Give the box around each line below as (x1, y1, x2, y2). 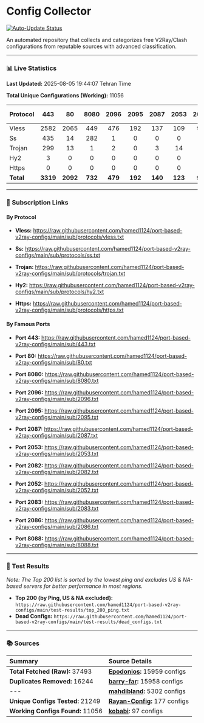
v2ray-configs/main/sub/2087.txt (15, 431, 98, 439)
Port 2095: (15, 407, 44, 414)
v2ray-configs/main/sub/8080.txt (15, 377, 99, 384)
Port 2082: (15, 461, 44, 469)
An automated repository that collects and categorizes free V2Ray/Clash (6, 36, 188, 43)
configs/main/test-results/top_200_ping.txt (15, 607, 130, 613)
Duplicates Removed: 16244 (9, 677, 93, 686)
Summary (9, 657, 38, 666)
